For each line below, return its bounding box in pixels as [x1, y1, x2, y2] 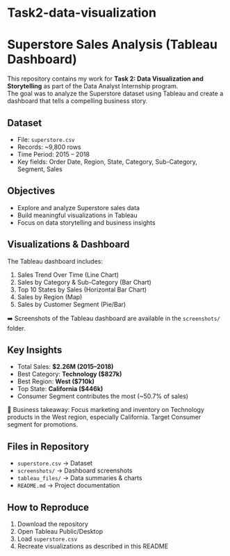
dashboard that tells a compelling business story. [7, 97, 148, 105]
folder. [7, 324, 26, 332]
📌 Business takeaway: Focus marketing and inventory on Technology [7, 406, 205, 414]
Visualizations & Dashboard [7, 239, 130, 251]
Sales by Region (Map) [17, 292, 83, 301]
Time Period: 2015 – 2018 [17, 150, 90, 158]
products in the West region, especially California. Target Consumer [7, 413, 202, 422]
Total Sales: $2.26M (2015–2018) [17, 363, 114, 371]
